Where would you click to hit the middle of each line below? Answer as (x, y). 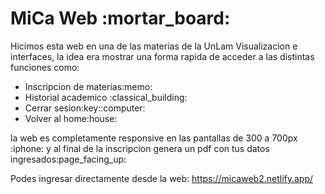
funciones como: (45, 67)
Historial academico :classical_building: (106, 97)
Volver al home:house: (71, 118)
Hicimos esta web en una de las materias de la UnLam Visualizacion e (154, 46)
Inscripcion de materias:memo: (88, 86)
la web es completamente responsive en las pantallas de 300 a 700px (154, 138)
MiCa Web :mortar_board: (120, 18)
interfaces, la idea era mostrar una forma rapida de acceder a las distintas (162, 56)
